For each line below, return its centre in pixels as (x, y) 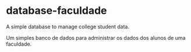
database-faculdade (56, 11)
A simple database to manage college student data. (68, 27)
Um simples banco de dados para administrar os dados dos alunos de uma (96, 38)
